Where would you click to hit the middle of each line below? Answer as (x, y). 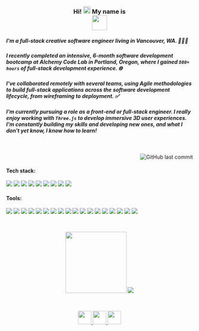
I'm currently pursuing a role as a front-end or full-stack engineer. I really (99, 111)
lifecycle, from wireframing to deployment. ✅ (63, 96)
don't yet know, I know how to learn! (52, 130)
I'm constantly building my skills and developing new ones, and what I (94, 124)
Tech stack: (21, 171)
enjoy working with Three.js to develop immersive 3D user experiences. (97, 118)
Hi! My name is (99, 11)
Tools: (14, 198)
